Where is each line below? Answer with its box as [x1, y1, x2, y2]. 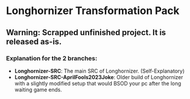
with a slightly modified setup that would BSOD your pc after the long [14, 80, 181, 87]
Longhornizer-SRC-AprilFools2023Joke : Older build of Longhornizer [14, 73, 183, 80]
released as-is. [6, 36, 62, 46]
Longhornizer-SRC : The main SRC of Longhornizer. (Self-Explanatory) [14, 67, 185, 74]
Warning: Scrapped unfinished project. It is [6, 28, 167, 37]
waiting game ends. [14, 86, 63, 93]
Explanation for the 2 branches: [6, 54, 98, 62]
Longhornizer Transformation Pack [6, 4, 180, 18]
